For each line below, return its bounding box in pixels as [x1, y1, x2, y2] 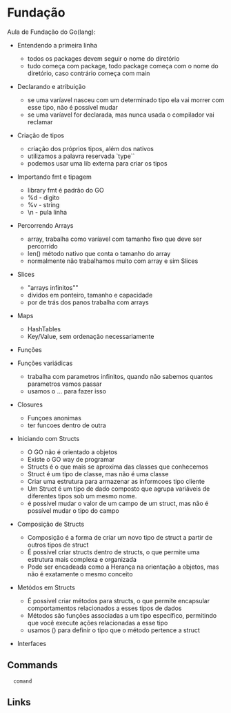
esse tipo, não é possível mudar [27, 103, 119, 111]
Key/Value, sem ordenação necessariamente [27, 332, 154, 340]
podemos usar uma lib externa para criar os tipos [27, 159, 168, 167]
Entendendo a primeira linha [17, 41, 98, 49]
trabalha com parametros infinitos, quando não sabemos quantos [27, 372, 214, 380]
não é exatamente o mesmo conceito [27, 569, 133, 578]
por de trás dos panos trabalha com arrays [27, 298, 150, 306]
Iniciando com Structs [17, 434, 80, 442]
